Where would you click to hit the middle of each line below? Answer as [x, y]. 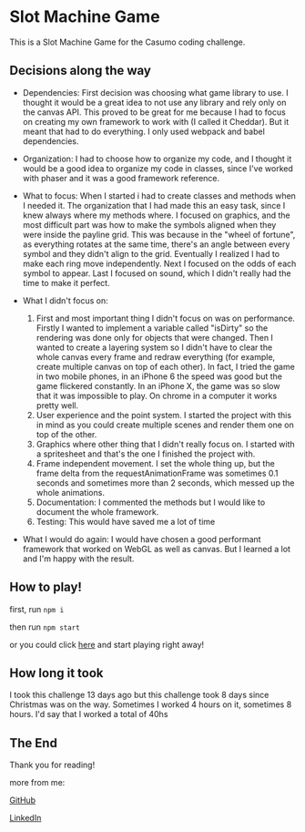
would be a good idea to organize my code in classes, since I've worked [158, 168]
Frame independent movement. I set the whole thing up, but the [155, 463]
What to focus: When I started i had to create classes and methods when [159, 195]
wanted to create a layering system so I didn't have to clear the [154, 347]
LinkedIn [25, 818]
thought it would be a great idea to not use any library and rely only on [154, 102]
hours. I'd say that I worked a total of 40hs [89, 714]
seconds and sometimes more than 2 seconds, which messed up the [165, 483]
